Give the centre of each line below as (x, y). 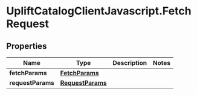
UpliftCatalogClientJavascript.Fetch (99, 11)
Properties (27, 46)
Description (130, 63)
